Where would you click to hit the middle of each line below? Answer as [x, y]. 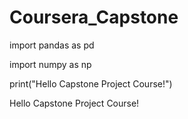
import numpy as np [50, 64]
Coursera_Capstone [94, 17]
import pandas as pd [52, 45]
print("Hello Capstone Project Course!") [91, 83]
